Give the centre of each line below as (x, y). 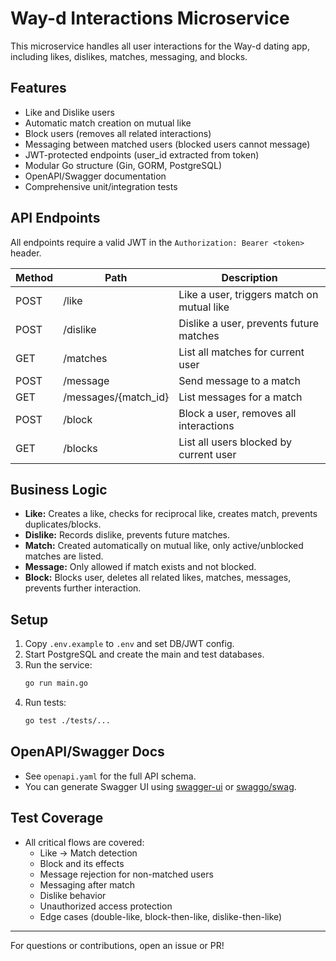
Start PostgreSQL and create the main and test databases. (144, 654)
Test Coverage (57, 818)
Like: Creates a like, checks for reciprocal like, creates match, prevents (171, 514)
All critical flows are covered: (84, 842)
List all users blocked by (235, 442)
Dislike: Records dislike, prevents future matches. (127, 535)
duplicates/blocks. (63, 524)
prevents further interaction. (83, 588)
